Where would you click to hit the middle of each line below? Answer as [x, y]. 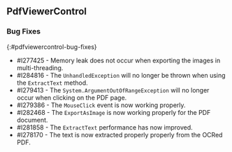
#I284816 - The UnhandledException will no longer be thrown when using [121, 75]
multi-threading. [40, 68]
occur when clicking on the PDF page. [72, 97]
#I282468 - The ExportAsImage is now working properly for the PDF [114, 112]
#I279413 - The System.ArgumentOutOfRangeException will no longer [113, 90]
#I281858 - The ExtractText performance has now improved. [104, 127]
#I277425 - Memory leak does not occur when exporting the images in [118, 60]
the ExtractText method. [52, 83]
